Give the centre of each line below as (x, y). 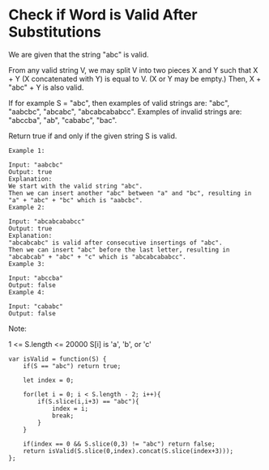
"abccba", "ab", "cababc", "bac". (63, 120)
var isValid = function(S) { (58, 359)
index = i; (70, 409)
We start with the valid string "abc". (76, 186)
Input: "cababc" (36, 306)
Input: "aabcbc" (36, 165)
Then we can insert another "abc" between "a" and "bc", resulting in (130, 193)
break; (63, 415)
